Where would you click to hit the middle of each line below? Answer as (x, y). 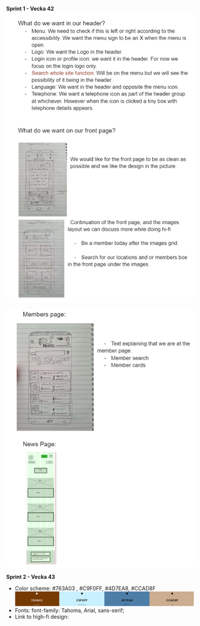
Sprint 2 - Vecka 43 (31, 577)
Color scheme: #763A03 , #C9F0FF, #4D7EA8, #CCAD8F (85, 588)
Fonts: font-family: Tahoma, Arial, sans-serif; (70, 610)
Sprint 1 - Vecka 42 (30, 9)
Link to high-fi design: (42, 617)
